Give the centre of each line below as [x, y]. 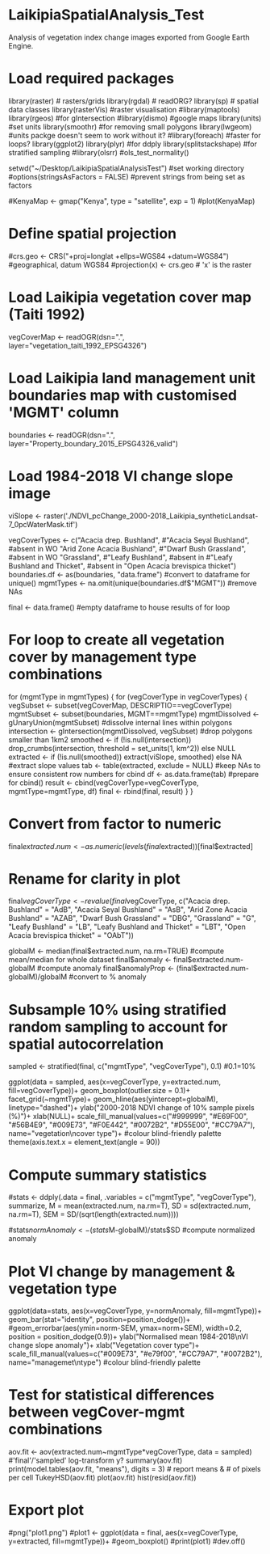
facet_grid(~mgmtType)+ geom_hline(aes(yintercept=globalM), [113, 1099]
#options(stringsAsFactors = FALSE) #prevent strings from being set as [127, 176]
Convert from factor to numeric [115, 823]
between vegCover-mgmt [97, 1412]
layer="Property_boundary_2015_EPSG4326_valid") [93, 443]
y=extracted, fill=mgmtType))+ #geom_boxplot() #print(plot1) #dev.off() [127, 1541]
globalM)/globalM [38, 977]
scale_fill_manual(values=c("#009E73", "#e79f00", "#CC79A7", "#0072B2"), [135, 1354]
